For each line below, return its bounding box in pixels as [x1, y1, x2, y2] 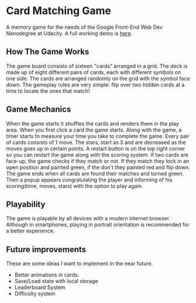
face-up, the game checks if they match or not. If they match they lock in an [6, 157, 190, 164]
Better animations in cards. [14, 271, 80, 278]
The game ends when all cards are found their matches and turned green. [6, 170, 184, 177]
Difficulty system [14, 290, 56, 297]
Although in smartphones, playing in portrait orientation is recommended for [6, 221, 190, 228]
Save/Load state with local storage [14, 278, 98, 285]
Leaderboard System [14, 284, 66, 291]
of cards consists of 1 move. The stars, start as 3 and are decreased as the [6, 139, 186, 146]
